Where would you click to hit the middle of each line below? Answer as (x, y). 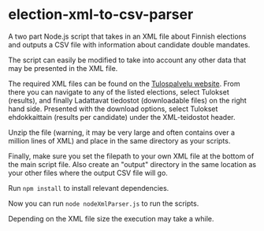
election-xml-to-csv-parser (101, 15)
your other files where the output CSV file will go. (88, 173)
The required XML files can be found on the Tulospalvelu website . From (124, 84)
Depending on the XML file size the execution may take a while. (111, 218)
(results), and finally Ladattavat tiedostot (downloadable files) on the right (127, 100)
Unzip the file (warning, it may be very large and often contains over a (121, 132)
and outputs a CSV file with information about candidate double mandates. (129, 44)
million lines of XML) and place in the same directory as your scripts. (119, 140)
